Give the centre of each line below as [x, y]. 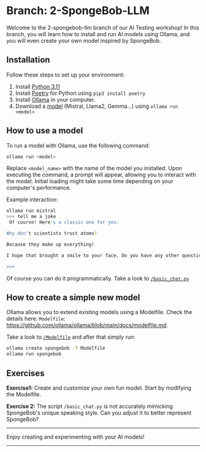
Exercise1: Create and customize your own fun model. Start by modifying [99, 388]
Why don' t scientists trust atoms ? [52, 233]
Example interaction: [32, 200]
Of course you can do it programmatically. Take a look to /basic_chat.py [98, 278]
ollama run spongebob [34, 354]
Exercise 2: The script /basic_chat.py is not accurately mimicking [90, 406]
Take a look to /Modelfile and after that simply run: [71, 337]
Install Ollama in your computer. [55, 99]
